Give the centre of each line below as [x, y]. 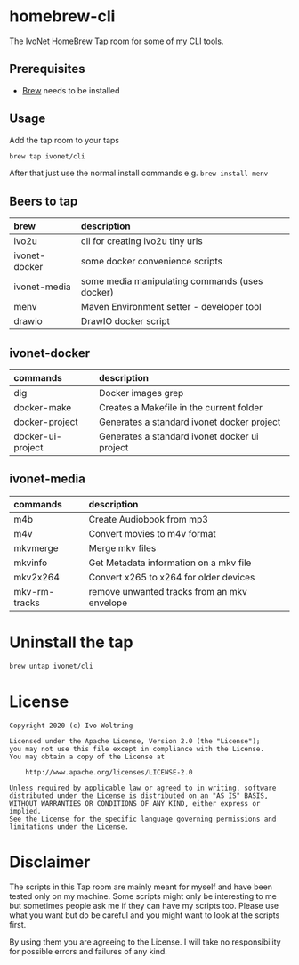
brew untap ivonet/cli [51, 666]
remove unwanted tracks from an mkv [168, 591]
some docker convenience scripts [151, 262]
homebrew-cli [62, 16]
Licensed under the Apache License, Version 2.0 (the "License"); [135, 741]
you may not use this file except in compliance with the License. [137, 749]
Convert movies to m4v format [152, 533]
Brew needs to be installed [71, 90]
